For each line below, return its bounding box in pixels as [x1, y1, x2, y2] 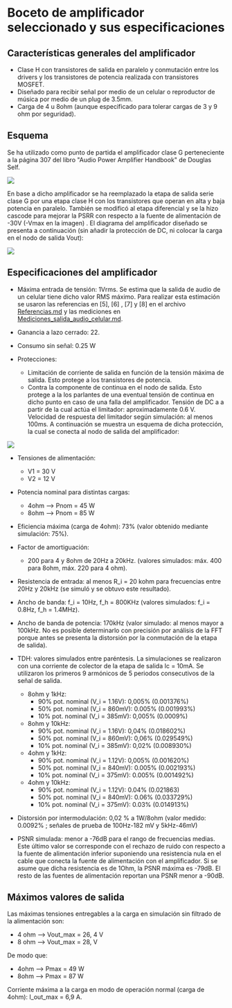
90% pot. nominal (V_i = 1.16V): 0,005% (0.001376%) [37, 697, 189, 705]
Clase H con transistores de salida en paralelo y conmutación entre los [17, 66, 220, 73]
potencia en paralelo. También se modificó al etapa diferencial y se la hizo [7, 204, 219, 212]
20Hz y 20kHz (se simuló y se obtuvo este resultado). [17, 584, 171, 593]
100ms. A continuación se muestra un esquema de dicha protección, [27, 419, 224, 428]
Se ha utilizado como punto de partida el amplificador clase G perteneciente [7, 148, 225, 157]
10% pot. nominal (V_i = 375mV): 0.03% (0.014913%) [37, 800, 189, 808]
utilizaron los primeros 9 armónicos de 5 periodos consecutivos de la [17, 669, 215, 677]
